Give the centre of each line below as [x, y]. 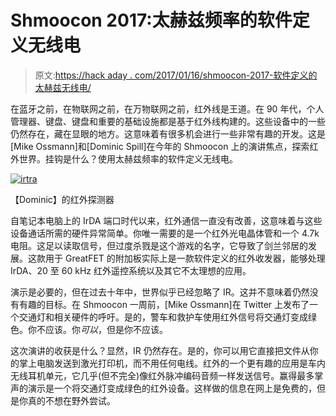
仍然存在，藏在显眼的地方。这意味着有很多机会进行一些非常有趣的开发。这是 [168, 133]
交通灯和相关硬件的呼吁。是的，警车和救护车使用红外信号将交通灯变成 [163, 317]
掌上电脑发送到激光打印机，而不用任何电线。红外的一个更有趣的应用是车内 [172, 363]
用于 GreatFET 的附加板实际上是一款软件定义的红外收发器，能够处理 [185, 258]
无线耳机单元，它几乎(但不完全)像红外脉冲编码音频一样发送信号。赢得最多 [162, 375]
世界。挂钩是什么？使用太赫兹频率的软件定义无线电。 [128, 158]
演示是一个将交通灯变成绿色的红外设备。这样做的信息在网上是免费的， [172, 388]
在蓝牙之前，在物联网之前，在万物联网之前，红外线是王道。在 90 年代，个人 [167, 108]
